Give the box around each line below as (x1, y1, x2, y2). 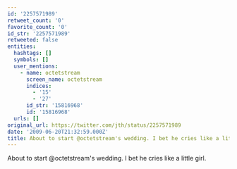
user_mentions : (13, 63, 59, 70)
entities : (7, 43, 37, 50)
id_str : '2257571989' (7, 30, 71, 37)
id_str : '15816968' (25, 102, 83, 109)
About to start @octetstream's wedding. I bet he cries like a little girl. (7, 154, 207, 163)
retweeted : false (7, 37, 59, 44)
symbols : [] (13, 56, 49, 63)
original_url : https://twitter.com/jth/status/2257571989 (7, 121, 181, 129)
